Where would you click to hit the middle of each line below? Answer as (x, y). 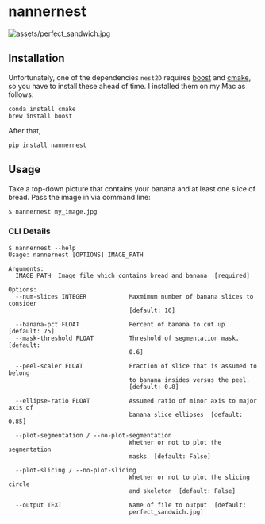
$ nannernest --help (42, 248)
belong (19, 373)
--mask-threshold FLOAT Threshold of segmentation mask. (127, 338)
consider (23, 303)
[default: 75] (32, 331)
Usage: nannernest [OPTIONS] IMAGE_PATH (76, 255)
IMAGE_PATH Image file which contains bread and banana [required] (132, 275)
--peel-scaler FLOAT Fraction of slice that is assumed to (136, 366)
